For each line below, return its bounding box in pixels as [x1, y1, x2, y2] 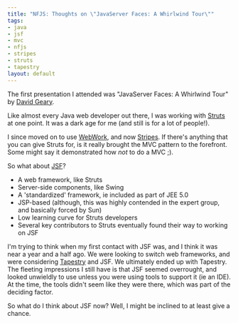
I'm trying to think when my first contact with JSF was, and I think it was [7, 242, 218, 250]
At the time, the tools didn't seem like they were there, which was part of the [7, 280, 231, 289]
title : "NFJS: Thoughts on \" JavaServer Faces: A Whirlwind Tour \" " [7, 10, 215, 18]
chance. [7, 309, 31, 317]
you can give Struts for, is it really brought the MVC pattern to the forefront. [7, 140, 227, 148]
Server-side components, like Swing [17, 183, 124, 191]
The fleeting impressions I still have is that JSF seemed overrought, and [7, 265, 217, 273]
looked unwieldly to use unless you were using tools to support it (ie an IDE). [7, 272, 231, 281]
